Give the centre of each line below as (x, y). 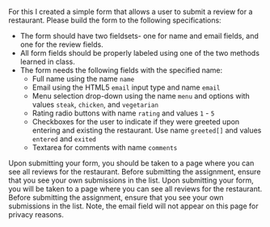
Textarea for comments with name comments (105, 147)
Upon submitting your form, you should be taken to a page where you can (131, 163)
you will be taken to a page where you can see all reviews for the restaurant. (135, 189)
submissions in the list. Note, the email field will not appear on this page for (133, 206)
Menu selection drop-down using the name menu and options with (141, 96)
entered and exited (64, 139)
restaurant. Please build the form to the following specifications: (115, 20)
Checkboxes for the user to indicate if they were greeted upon (136, 122)
